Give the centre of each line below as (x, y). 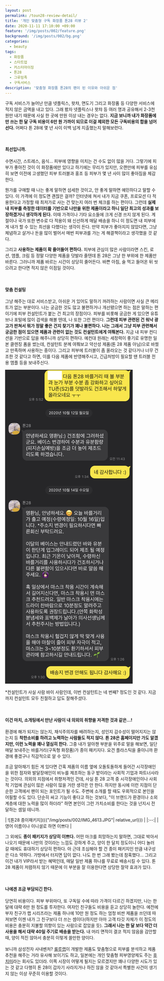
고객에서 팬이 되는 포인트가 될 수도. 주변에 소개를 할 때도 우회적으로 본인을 (84, 791)
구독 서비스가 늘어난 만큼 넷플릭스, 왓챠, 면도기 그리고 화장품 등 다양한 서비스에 (80, 103)
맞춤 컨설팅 (15, 289)
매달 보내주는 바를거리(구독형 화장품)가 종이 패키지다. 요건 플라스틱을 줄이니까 (79, 750)
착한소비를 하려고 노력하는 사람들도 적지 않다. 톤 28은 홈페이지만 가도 (84, 738)
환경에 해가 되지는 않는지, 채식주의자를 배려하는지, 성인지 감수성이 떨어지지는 (78, 732)
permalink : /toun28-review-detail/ (41, 15)
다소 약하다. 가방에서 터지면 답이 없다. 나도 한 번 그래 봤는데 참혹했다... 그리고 (83, 855)
